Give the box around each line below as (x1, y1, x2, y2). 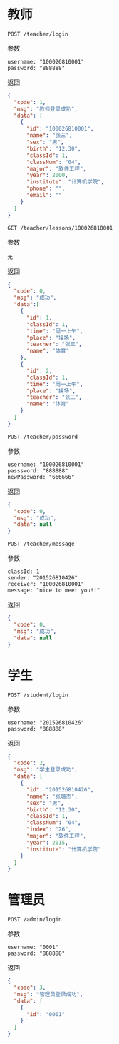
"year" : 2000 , (26, 172, 69, 179)
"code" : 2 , (14, 759, 46, 767)
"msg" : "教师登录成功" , (14, 105, 78, 113)
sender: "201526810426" (7, 574, 78, 582)
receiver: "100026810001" (7, 581, 84, 588)
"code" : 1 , (14, 98, 46, 106)
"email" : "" (26, 192, 62, 199)
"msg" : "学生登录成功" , (14, 766, 78, 774)
